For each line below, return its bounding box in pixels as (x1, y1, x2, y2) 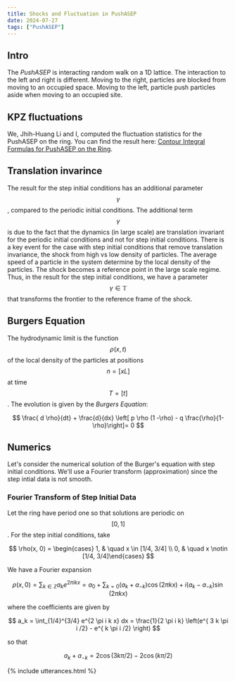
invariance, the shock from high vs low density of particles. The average (7, 250, 217, 258)
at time (7, 377, 27, 386)
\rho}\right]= (92, 420, 129, 430)
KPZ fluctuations (7, 111, 83, 123)
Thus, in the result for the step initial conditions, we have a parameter (7, 273, 208, 281)
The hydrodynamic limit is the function (7, 334, 119, 342)
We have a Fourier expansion (7, 565, 91, 574)
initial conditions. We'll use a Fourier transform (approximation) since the (7, 468, 218, 476)
